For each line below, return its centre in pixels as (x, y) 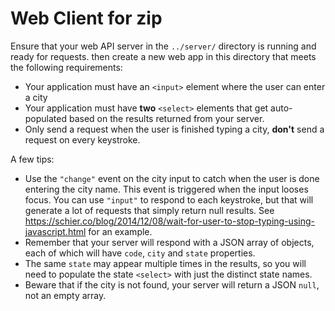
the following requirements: (66, 67)
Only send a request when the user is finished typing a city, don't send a (174, 129)
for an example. (120, 231)
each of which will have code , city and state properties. (140, 253)
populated (46, 118)
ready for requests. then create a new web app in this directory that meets (163, 56)
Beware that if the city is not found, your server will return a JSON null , (172, 284)
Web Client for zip (86, 18)
